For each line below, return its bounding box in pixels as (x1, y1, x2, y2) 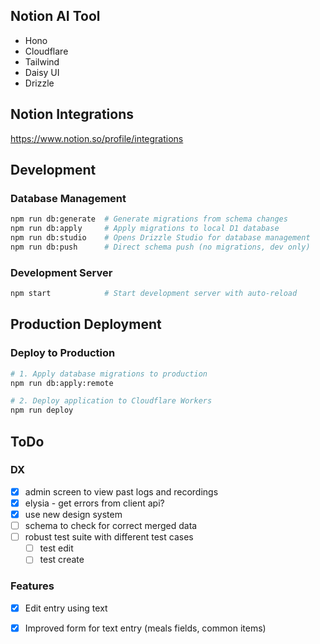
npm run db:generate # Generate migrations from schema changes (10, 214, 288, 224)
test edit (39, 542, 74, 554)
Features (10, 579, 55, 593)
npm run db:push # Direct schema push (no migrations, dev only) (10, 242, 311, 252)
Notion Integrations (10, 106, 134, 123)
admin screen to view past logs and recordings (24, 485, 219, 498)
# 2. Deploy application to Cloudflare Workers (10, 396, 213, 406)
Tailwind (24, 55, 60, 68)
